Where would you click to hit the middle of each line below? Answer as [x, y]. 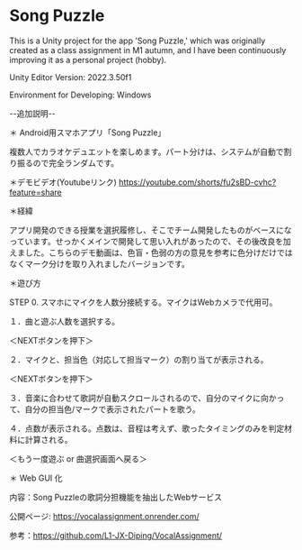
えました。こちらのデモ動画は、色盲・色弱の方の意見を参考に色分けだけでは [151, 252]
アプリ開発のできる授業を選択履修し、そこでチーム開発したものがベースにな [151, 230]
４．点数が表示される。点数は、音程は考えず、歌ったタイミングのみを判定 [147, 428]
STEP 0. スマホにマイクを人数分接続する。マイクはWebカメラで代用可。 [143, 302]
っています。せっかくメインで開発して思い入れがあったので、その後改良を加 [150, 241]
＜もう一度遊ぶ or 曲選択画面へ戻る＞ [79, 458]
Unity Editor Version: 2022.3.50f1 [71, 77]
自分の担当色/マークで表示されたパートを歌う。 [112, 409]
